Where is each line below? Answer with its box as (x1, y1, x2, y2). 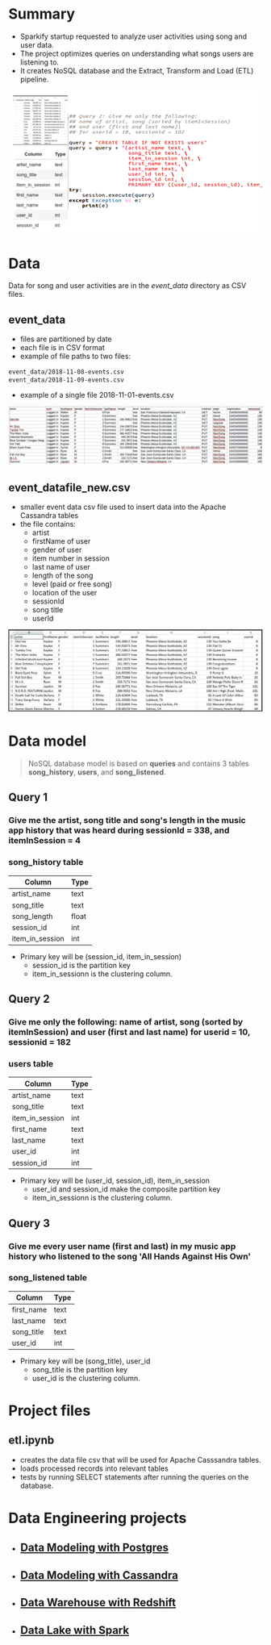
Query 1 (8, 791, 48, 804)
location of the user (31, 588, 98, 598)
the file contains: (19, 520, 77, 529)
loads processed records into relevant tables (19, 1463, 169, 1473)
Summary (8, 5, 75, 23)
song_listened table (8, 1272, 87, 1284)
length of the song (31, 570, 94, 581)
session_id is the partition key (31, 960, 131, 970)
